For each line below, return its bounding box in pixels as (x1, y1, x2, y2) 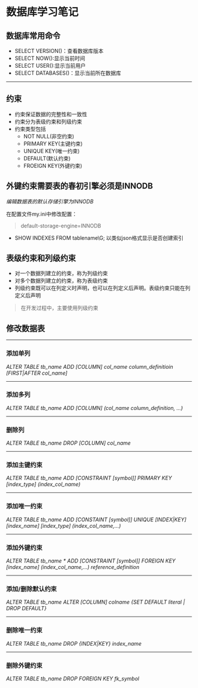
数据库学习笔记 (6, 5, 79, 19)
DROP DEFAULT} (6, 605, 47, 612)
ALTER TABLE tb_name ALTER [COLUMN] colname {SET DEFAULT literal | (6, 598, 186, 606)
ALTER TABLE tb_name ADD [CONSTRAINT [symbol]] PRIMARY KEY (6, 475, 172, 482)
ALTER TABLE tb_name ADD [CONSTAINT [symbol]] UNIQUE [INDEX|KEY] (6, 516, 187, 523)
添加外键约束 (6, 543, 43, 551)
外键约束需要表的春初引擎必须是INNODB (6, 181, 153, 191)
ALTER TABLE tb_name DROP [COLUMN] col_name (6, 439, 131, 446)
